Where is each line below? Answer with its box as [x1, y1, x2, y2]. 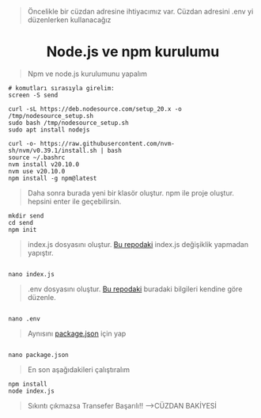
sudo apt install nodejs [8, 126, 90, 134]
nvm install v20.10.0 [8, 160, 80, 169]
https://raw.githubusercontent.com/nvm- [40, 139, 176, 147]
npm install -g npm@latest [8, 174, 97, 182]
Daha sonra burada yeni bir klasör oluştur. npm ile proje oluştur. [27, 188, 235, 197]
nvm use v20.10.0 [8, 167, 66, 175]
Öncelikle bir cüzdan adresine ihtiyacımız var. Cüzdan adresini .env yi [27, 7, 254, 16]
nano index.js [8, 270, 55, 278]
